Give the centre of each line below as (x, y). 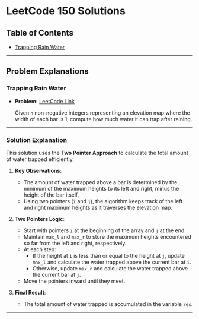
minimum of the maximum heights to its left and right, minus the (101, 188)
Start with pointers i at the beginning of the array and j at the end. (105, 230)
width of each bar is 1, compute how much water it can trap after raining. (103, 119)
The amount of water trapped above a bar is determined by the (100, 182)
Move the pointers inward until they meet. (74, 281)
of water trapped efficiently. (40, 159)
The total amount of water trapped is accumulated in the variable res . (108, 304)
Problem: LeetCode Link (45, 101)
